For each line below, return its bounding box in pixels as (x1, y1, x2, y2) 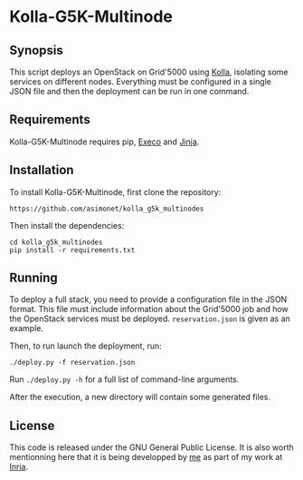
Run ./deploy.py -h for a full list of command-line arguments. (9, 374, 240, 385)
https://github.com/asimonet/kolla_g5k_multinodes (9, 204, 204, 213)
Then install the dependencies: (9, 220, 125, 230)
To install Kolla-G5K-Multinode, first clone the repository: (9, 186, 222, 197)
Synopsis (9, 43, 63, 58)
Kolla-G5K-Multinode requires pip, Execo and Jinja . (9, 136, 200, 147)
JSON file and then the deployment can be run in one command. (9, 86, 250, 96)
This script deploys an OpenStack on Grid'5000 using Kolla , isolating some (9, 66, 289, 77)
